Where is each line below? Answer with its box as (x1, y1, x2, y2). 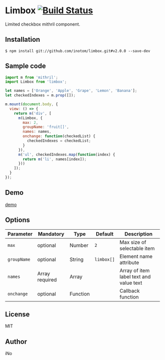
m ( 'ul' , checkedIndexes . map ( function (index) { (18, 152, 115, 157)
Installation (5, 35, 40, 44)
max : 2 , (23, 120, 38, 125)
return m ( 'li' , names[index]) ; (23, 156, 87, 162)
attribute (119, 259, 139, 266)
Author (5, 337, 27, 346)
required (37, 276, 57, 283)
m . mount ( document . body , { (5, 102, 58, 107)
